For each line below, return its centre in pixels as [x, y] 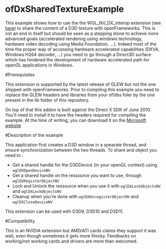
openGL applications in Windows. [39, 65]
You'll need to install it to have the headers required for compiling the [76, 115]
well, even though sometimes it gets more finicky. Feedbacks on [71, 236]
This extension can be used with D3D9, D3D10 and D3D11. [64, 211]
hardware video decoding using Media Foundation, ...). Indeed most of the [81, 44]
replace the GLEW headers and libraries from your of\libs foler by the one [80, 95]
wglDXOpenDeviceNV [31, 170]
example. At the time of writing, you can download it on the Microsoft [76, 120]
